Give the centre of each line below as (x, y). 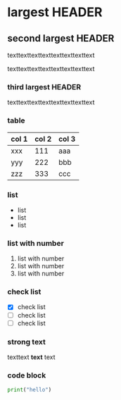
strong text (26, 342)
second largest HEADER (61, 38)
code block (27, 375)
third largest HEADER (44, 87)
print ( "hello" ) (30, 390)
